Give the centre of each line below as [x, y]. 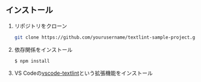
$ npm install [32, 61]
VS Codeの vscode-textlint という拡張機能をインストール [83, 73]
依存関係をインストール [43, 49]
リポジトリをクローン [41, 26]
